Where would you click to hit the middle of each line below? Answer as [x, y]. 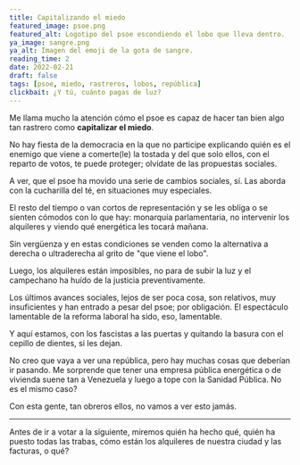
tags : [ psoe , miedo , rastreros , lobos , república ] [105, 84]
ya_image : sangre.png [50, 42]
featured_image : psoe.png [57, 26]
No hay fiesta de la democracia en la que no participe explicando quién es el [150, 145]
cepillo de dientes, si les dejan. [66, 343]
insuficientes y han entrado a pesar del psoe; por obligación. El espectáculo [149, 307]
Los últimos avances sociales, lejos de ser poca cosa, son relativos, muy [143, 297]
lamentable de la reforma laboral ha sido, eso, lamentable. [116, 316]
